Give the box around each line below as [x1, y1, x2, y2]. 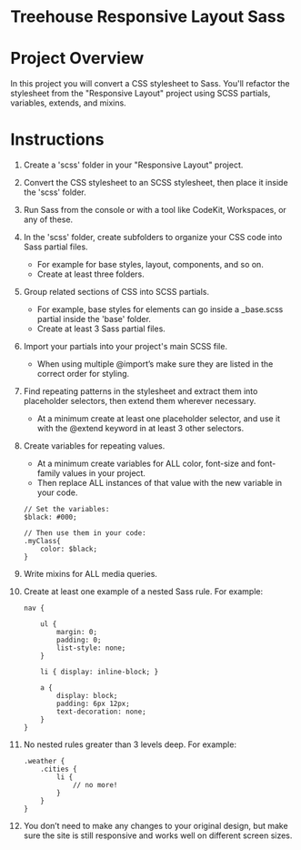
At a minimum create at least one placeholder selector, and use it [36, 413, 281, 424]
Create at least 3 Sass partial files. [36, 323, 166, 334]
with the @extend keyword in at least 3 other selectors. [36, 423, 245, 434]
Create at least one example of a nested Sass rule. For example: [23, 586, 264, 597]
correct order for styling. [36, 369, 130, 379]
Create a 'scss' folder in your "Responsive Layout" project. [23, 159, 244, 170]
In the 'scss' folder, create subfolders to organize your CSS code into [23, 232, 283, 243]
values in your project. [62, 468, 146, 479]
